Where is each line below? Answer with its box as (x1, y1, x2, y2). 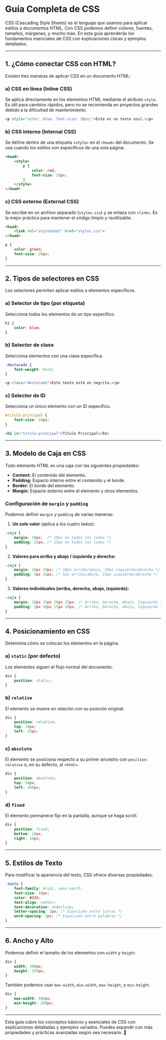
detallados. (5, 41, 28, 46)
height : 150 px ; (14, 968, 45, 973)
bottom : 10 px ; (14, 831, 43, 836)
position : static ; (14, 678, 52, 683)
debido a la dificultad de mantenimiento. (5, 107, 87, 113)
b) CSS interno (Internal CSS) (5, 128, 77, 135)
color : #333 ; (14, 895, 41, 900)
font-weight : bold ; (14, 367, 54, 372)
